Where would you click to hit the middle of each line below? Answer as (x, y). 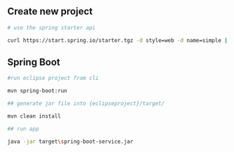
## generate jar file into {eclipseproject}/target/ (86, 104)
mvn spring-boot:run (38, 91)
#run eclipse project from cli (53, 78)
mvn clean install (34, 116)
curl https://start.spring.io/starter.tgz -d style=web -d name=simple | (118, 40)
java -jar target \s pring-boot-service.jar (70, 141)
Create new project (50, 12)
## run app (23, 129)
